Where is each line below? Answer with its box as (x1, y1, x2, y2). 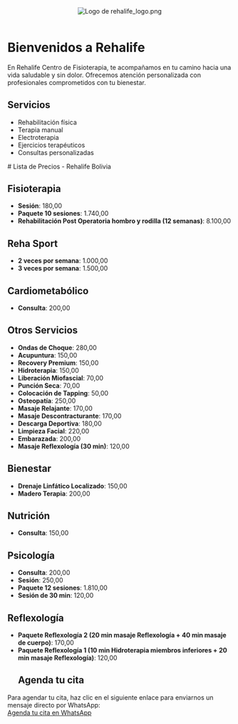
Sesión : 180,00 (17, 201, 63, 210)
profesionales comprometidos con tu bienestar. (7, 78, 146, 86)
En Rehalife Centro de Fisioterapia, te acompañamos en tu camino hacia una (7, 63, 232, 71)
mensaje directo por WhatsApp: (7, 700, 101, 709)
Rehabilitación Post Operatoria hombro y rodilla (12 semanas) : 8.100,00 (17, 217, 232, 226)
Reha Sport (7, 237, 58, 249)
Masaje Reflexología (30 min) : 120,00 (17, 442, 130, 451)
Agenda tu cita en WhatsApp (7, 708, 92, 717)
